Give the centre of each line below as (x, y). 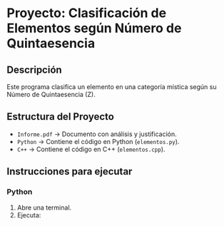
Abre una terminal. (44, 207)
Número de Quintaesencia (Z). (51, 94)
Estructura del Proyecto (61, 117)
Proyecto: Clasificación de (87, 13)
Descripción (34, 70)
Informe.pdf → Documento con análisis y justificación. (97, 134)
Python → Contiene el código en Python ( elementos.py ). (98, 141)
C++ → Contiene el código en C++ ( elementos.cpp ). (91, 149)
